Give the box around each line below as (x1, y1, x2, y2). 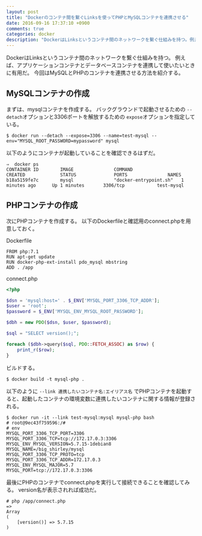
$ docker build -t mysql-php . (6, 376, 85, 382)
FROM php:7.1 (6, 248, 39, 255)
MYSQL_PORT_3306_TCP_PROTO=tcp (6, 451, 85, 458)
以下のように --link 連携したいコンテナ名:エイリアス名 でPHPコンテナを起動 (6, 387, 187, 394)
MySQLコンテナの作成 (6, 89, 90, 99)
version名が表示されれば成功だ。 (17, 486, 100, 493)
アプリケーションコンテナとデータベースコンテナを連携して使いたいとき (16, 61, 195, 69)
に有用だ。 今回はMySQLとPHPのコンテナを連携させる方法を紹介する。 (6, 69, 184, 76)
